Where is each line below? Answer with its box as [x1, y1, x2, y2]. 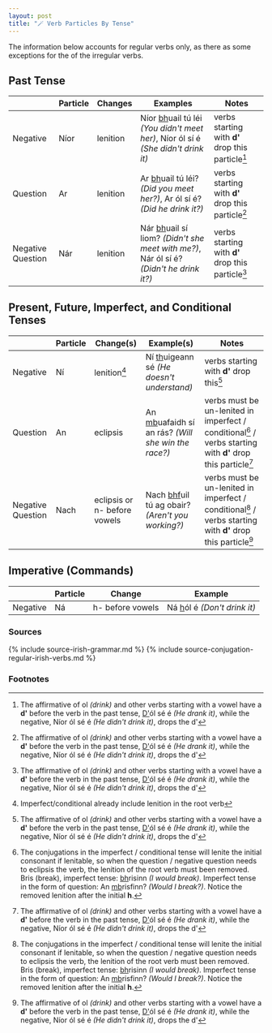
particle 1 [213, 152, 248, 165]
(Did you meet [140, 183, 194, 195]
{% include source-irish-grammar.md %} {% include [8, 644, 184, 654]
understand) [145, 381, 193, 393]
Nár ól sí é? [140, 252, 183, 264]
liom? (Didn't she [140, 232, 205, 243]
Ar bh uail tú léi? [140, 173, 199, 184]
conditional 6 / [204, 425, 257, 438]
